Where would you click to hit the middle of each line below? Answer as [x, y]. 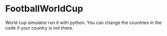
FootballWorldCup [44, 9]
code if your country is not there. [39, 27]
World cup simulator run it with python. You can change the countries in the [83, 22]
